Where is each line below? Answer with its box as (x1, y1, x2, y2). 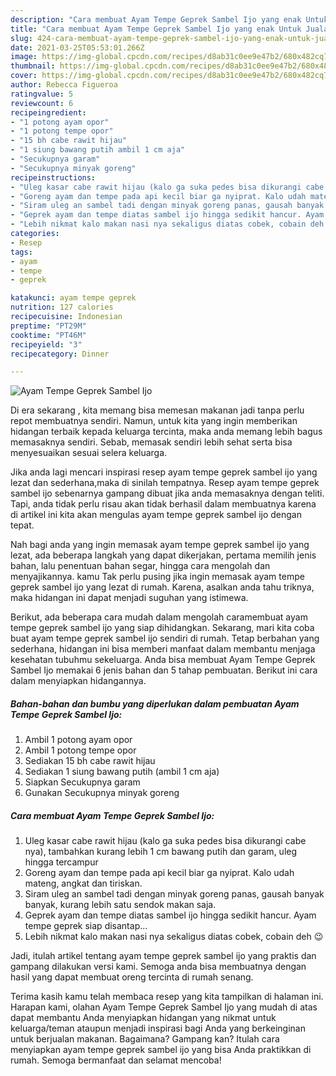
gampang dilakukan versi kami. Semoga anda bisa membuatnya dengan (10, 961, 307, 973)
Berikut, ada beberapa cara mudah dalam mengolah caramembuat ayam (10, 611, 308, 623)
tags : (10, 247, 33, 257)
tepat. (10, 519, 35, 531)
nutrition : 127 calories (10, 302, 114, 313)
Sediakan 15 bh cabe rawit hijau (24, 755, 156, 767)
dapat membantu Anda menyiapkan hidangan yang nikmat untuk (10, 1012, 277, 1024)
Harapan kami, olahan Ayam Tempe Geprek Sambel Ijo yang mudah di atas (10, 1001, 318, 1013)
